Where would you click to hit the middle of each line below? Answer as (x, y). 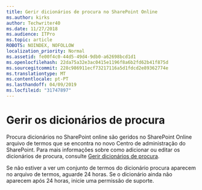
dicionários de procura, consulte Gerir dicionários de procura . (83, 156)
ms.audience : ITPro (31, 34)
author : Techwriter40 (33, 23)
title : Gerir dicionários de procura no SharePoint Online (82, 12)
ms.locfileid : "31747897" (39, 90)
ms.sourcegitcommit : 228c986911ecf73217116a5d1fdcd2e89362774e (87, 68)
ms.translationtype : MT (36, 74)
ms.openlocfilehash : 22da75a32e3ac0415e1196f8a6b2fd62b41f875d (87, 62)
